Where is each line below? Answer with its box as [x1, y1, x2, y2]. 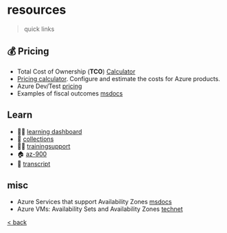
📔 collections [16, 135, 54, 143]
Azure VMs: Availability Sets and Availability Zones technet [16, 205, 183, 213]
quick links [23, 25, 55, 33]
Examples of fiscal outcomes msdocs [16, 89, 123, 98]
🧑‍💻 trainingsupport [16, 142, 71, 150]
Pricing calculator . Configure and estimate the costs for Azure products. [16, 74, 221, 82]
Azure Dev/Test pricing [16, 82, 82, 90]
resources [7, 2, 67, 18]
